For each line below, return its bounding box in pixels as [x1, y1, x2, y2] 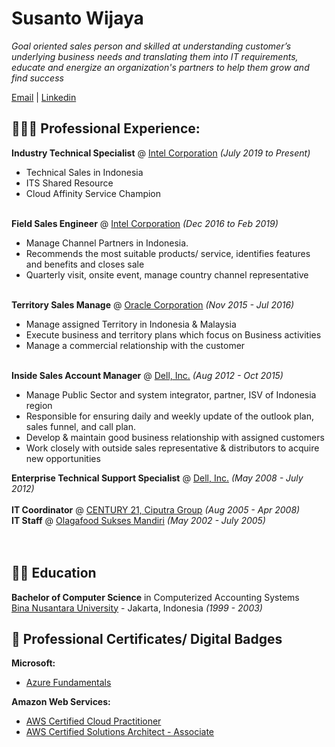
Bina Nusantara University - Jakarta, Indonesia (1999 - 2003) [11, 602, 263, 614]
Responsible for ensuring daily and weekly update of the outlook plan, [25, 410, 314, 422]
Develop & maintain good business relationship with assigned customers [25, 431, 325, 443]
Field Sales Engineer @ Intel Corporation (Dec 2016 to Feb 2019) [11, 217, 279, 229]
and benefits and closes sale [25, 258, 145, 270]
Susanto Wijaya [11, 7, 144, 30]
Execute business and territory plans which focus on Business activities [25, 328, 322, 341]
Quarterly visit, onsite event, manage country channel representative [25, 268, 309, 281]
